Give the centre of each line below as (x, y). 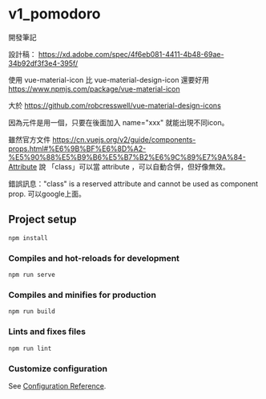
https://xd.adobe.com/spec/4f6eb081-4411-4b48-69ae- (131, 54)
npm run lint (30, 348)
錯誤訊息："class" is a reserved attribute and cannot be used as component (133, 183)
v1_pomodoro (54, 14)
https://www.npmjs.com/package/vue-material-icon (94, 88)
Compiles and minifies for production (82, 295)
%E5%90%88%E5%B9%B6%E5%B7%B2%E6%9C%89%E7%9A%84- (127, 157)
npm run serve (32, 275)
